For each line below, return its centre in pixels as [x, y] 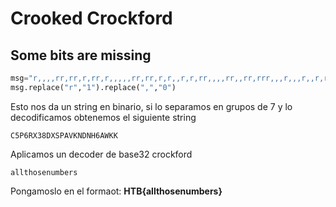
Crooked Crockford [91, 18]
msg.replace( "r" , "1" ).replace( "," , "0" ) [93, 87]
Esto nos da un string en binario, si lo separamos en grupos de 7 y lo [151, 106]
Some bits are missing [81, 55]
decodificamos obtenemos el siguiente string [103, 117]
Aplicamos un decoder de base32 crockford [101, 154]
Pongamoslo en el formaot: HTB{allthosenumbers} [116, 191]
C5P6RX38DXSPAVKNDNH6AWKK [64, 135]
